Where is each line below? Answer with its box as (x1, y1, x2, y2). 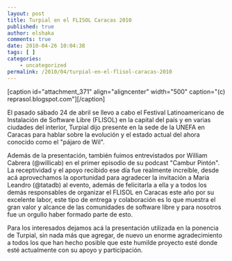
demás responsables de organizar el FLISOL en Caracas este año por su (7, 188, 215, 196)
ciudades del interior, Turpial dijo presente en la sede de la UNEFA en (7, 123, 205, 131)
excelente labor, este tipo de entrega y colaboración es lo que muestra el (7, 195, 216, 203)
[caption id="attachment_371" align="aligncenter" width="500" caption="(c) (7, 87, 226, 96)
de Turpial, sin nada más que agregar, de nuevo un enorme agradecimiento (7, 230, 222, 239)
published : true (7, 23, 54, 30)
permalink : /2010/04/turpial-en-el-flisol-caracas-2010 (7, 68, 172, 75)
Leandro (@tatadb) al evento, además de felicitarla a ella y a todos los (7, 180, 207, 189)
